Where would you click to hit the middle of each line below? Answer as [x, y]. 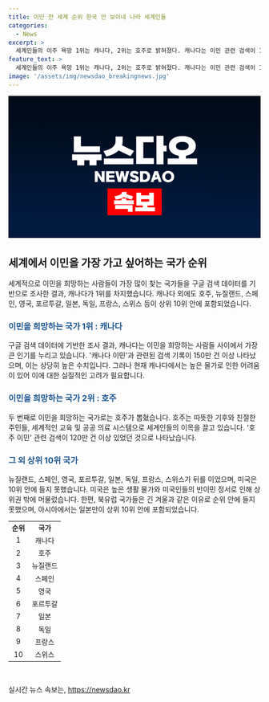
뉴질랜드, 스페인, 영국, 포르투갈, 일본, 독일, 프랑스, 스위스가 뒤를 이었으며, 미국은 [133, 479]
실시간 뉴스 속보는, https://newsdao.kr [69, 689]
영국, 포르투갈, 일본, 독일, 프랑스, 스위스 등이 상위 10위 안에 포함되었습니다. [135, 304]
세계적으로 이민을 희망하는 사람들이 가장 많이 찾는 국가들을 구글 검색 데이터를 [128, 284]
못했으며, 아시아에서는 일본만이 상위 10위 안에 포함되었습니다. [104, 509]
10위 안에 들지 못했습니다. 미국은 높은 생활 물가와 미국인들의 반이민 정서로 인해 [130, 489]
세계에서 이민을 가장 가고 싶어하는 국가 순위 [108, 262]
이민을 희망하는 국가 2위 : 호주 [62, 398]
